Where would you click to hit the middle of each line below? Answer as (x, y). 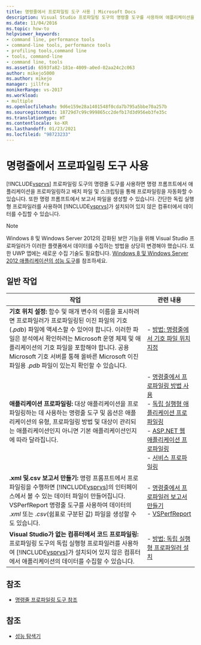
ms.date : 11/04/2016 (32, 23)
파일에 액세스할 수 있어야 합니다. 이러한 (80, 329)
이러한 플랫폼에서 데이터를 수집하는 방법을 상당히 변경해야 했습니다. (110, 245)
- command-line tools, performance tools (59, 46)
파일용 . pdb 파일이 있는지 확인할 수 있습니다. (68, 365)
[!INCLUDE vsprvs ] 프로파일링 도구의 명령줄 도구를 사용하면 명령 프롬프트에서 (97, 184)
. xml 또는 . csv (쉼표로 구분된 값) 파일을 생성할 (69, 514)
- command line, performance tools (51, 40)
